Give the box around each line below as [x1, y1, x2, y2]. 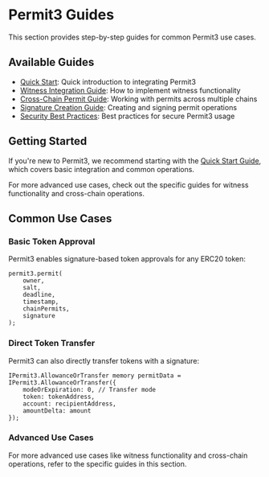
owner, [22, 277, 45, 285]
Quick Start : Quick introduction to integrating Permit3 [19, 76, 197, 86]
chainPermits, [22, 305, 70, 313]
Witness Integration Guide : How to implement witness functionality [19, 85, 241, 95]
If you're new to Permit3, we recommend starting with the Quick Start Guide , [8, 155, 262, 166]
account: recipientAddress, [22, 400, 116, 408]
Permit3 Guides [8, 6, 115, 24]
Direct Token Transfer [8, 338, 96, 349]
